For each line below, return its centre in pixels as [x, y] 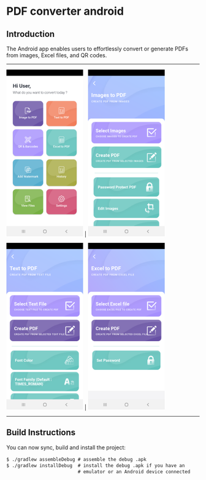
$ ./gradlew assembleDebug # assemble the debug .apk [77, 459]
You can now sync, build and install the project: [66, 447]
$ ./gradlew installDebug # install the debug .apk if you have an [96, 465]
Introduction [31, 34]
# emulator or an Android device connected [134, 471]
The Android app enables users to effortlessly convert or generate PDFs [97, 49]
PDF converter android [65, 11]
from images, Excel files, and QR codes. [57, 55]
